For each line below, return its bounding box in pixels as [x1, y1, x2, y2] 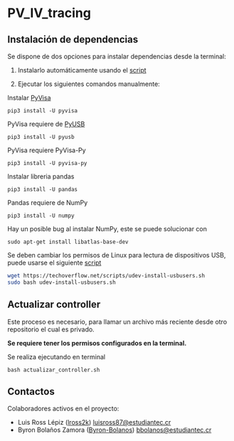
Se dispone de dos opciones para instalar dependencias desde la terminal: [7, 52, 226, 60]
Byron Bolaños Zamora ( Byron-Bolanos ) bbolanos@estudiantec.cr [17, 425, 212, 435]
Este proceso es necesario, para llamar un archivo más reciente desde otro [7, 317, 228, 326]
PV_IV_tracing [7, 5, 91, 21]
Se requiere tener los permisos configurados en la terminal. [7, 339, 187, 347]
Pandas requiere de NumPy [7, 198, 88, 207]
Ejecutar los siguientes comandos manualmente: [17, 80, 160, 88]
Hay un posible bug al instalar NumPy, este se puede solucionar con [7, 225, 208, 233]
